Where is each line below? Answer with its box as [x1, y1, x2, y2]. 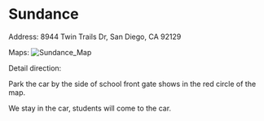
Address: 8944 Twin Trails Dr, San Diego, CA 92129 [8, 32, 182, 41]
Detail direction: [8, 63, 62, 73]
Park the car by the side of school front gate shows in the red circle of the [8, 79, 257, 89]
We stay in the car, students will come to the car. [8, 103, 172, 113]
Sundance [8, 5, 79, 24]
